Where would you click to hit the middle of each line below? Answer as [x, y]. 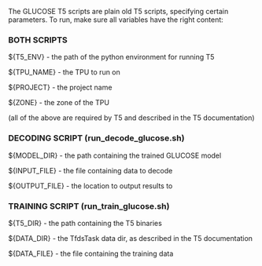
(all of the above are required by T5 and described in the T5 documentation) [131, 118]
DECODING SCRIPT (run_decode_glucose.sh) [96, 138]
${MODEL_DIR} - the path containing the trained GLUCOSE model [115, 155]
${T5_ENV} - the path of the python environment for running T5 [111, 57]
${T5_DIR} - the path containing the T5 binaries [85, 223]
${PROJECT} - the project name [60, 87]
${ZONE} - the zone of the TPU [59, 103]
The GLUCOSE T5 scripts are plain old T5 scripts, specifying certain [118, 11]
